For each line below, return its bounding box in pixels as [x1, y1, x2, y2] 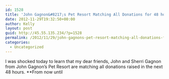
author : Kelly [5, 21, 35, 26]
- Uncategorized [10, 44, 44, 49]
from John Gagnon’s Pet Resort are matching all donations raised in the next [5, 63, 163, 69]
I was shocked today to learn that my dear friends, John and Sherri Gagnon [5, 58, 161, 64]
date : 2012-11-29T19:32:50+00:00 [5, 16, 75, 21]
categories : [5, 40, 30, 45]
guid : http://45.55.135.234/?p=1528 [5, 30, 82, 35]
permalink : [5, 35, 28, 40]
